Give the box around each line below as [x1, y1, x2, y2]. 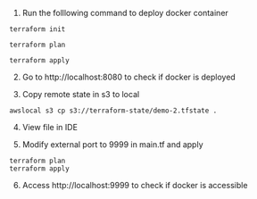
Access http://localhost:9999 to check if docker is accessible [21, 180, 248, 190]
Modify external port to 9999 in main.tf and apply [21, 139, 203, 150]
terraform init [9, 25, 66, 34]
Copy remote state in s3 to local [21, 89, 140, 99]
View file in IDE [21, 122, 79, 132]
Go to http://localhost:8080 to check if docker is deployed [21, 71, 236, 82]
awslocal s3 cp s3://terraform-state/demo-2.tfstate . [9, 106, 218, 115]
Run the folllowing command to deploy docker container [21, 8, 229, 18]
